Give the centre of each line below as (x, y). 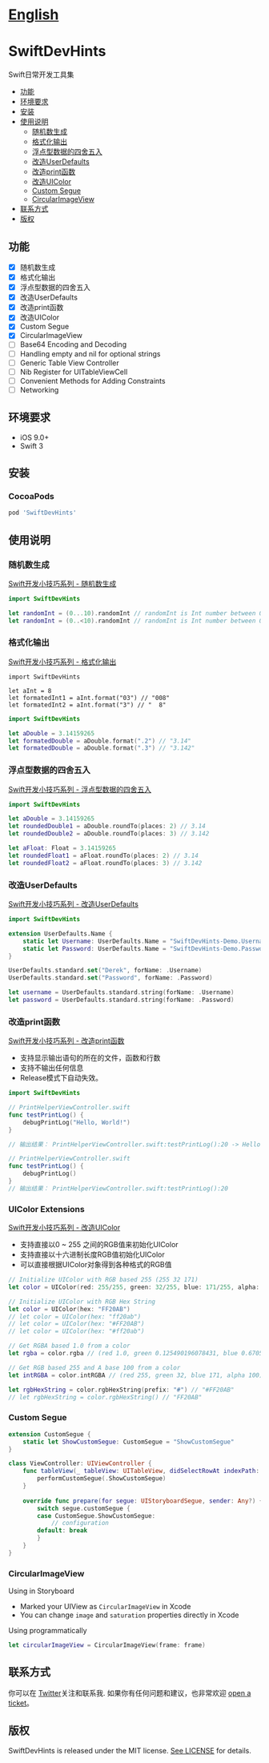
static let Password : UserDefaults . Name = (94, 948)
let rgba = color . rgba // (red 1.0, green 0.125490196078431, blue (123, 1354)
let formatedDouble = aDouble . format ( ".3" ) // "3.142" (102, 748)
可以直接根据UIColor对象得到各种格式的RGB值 (96, 1265)
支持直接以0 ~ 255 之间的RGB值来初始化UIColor (99, 1245)
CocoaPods (31, 496)
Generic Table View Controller (69, 363)
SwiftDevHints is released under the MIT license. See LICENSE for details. (130, 1750)
